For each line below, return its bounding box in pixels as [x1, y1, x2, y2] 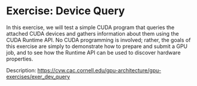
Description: [6, 66, 36, 74]
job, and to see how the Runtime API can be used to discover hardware [6, 49, 181, 56]
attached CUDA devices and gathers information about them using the [6, 30, 179, 37]
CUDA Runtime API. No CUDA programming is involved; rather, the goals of [6, 36, 191, 43]
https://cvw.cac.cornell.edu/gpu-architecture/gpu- [37, 66, 161, 74]
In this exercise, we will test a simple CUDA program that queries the [6, 24, 175, 31]
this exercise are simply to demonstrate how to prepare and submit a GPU [6, 43, 188, 50]
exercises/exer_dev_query [6, 73, 70, 80]
